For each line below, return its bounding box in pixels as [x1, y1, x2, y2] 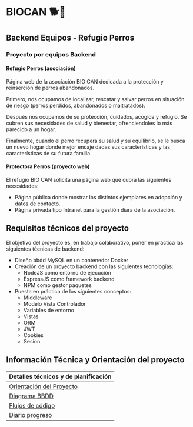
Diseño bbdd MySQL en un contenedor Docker [14, 256, 128, 263]
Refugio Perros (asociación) [6, 65, 76, 72]
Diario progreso [9, 411, 52, 419]
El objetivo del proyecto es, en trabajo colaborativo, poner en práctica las [6, 239, 184, 246]
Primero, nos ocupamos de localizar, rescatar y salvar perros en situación [6, 95, 185, 102]
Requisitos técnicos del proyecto [6, 223, 129, 233]
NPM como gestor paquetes [23, 281, 92, 289]
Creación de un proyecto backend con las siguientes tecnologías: [14, 263, 174, 270]
